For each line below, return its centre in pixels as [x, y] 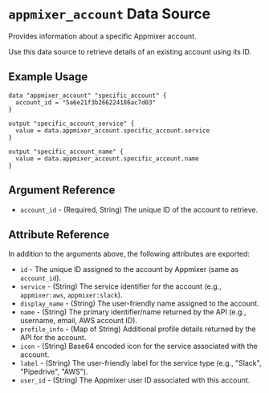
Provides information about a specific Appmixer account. [102, 36]
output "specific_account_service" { [71, 124]
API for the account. [53, 338]
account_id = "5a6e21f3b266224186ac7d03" [86, 102]
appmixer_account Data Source [110, 14]
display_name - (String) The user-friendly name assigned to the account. [139, 304]
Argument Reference [62, 190]
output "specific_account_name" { [66, 152]
